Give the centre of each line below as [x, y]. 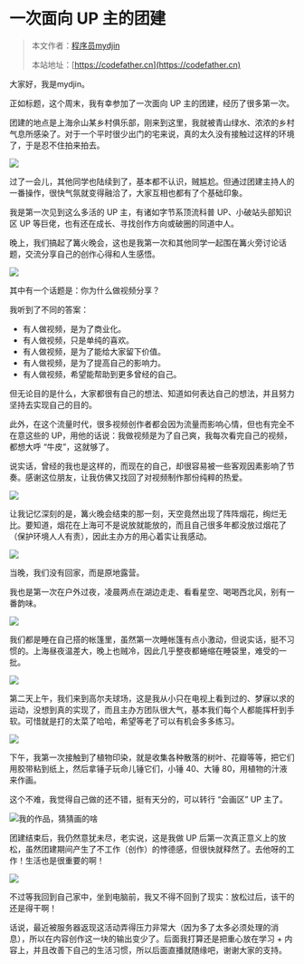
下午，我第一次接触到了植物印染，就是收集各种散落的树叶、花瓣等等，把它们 [152, 757]
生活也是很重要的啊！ [65, 860]
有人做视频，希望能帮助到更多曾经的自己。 [102, 374]
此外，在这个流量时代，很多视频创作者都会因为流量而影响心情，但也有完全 [148, 424]
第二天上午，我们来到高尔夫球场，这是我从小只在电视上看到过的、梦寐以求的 [152, 698]
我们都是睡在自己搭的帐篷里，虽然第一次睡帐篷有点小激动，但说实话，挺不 [148, 639]
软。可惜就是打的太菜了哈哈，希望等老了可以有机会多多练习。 [124, 721]
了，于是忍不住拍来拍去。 [57, 145]
